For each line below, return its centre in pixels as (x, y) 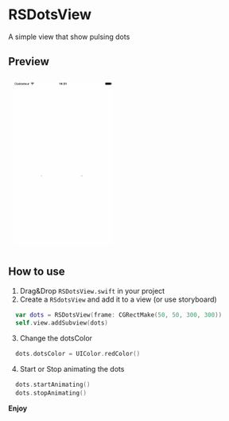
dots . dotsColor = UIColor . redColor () (78, 354)
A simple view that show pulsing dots (69, 37)
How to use (37, 272)
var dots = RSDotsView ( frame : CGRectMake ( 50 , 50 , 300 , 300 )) (119, 315)
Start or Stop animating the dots (72, 369)
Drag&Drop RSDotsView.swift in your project (92, 290)
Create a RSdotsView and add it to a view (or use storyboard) (118, 299)
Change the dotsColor (56, 338)
